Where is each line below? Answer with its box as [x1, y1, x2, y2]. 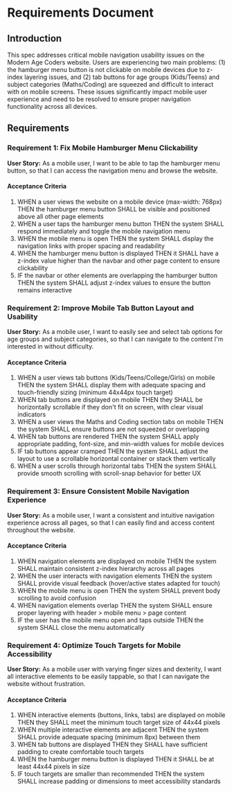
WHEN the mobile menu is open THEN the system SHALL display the [17, 234, 214, 243]
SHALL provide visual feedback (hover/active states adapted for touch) [17, 579, 220, 587]
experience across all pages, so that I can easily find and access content [7, 518, 215, 527]
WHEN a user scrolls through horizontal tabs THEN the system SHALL [17, 462, 217, 470]
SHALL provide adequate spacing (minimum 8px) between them [17, 733, 201, 741]
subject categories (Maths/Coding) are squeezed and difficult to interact [7, 80, 214, 88]
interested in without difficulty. [7, 342, 94, 351]
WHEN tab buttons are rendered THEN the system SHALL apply [17, 432, 199, 441]
